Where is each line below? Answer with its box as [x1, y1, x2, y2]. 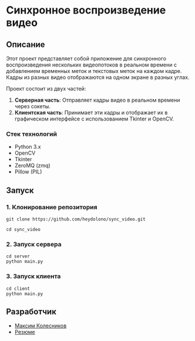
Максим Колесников [14, 322, 67, 329]
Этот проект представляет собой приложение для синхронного [6, 55, 166, 62]
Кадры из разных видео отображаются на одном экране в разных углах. [6, 74, 190, 81]
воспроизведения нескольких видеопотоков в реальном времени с [6, 61, 177, 68]
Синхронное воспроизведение [6, 4, 166, 17]
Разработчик [6, 306, 57, 316]
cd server [6, 253, 31, 259]
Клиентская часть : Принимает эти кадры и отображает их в [14, 109, 168, 116]
